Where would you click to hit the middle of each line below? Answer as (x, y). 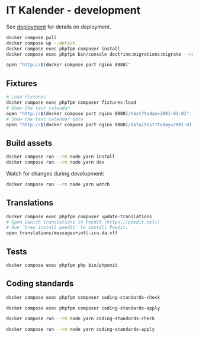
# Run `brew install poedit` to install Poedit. (67, 228)
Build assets (29, 143)
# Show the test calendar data (45, 119)
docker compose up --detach (41, 43)
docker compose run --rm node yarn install (61, 157)
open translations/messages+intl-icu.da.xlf (62, 233)
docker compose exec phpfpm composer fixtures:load (71, 103)
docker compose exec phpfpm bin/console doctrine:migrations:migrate (94, 54)
